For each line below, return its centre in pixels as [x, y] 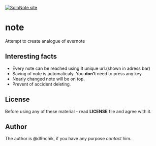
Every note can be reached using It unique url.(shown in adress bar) [81, 68]
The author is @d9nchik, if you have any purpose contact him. [68, 139]
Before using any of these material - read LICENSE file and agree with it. [78, 111]
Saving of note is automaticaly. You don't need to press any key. [78, 73]
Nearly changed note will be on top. [48, 79]
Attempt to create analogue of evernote [45, 41]
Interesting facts [31, 57]
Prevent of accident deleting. [42, 84]
